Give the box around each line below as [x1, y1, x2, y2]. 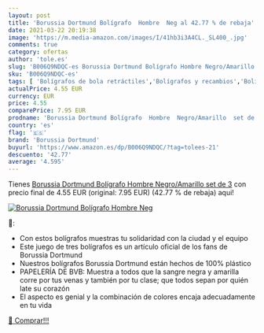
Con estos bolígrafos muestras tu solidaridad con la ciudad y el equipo [19, 234, 249, 243]
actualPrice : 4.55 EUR [8, 84, 82, 93]
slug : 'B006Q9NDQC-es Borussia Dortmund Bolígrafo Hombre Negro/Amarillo [8, 63, 255, 71]
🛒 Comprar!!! [8, 316, 49, 325]
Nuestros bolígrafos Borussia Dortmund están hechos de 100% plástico [19, 259, 251, 268]
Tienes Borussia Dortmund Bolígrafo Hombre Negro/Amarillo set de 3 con [8, 179, 247, 189]
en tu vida [19, 301, 53, 310]
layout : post [8, 11, 51, 20]
